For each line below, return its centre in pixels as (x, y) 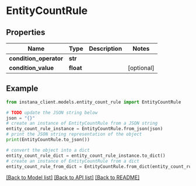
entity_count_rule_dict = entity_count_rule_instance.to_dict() (86, 156)
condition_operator (36, 58)
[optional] (141, 68)
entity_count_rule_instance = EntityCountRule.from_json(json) (85, 129)
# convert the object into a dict (48, 150)
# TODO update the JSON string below (52, 113)
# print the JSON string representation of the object (74, 134)
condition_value (32, 68)
